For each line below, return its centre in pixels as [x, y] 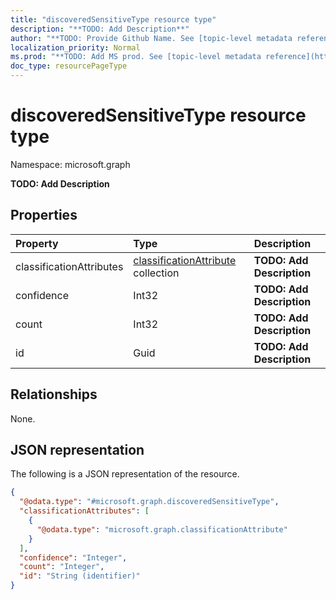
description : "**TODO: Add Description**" [100, 29]
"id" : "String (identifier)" [80, 576]
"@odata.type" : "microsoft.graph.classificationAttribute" [162, 529]
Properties [44, 215]
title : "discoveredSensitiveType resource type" [113, 19]
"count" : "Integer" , [62, 567]
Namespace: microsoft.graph [70, 164]
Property [37, 243]
